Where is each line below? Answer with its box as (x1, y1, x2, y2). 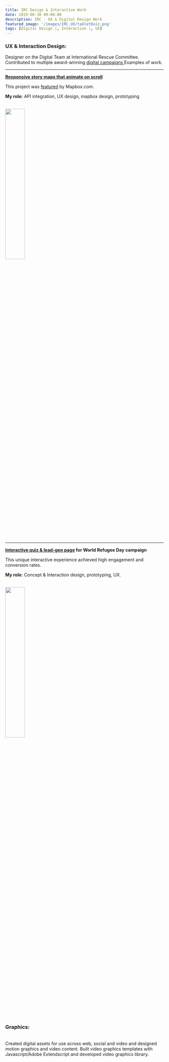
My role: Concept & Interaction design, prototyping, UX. (5, 572, 121, 578)
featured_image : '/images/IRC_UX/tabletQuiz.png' (5, 21, 112, 27)
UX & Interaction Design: (5, 43, 67, 50)
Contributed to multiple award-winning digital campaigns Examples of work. (5, 59, 163, 65)
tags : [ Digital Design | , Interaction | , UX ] (5, 26, 102, 31)
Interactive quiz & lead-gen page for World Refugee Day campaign (5, 547, 147, 553)
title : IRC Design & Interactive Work (5, 7, 87, 13)
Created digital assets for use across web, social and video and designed (5, 1040, 157, 1046)
